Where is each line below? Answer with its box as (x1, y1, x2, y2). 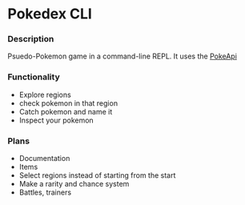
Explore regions (18, 90, 71, 99)
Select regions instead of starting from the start (18, 171, 176, 180)
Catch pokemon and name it (18, 107, 113, 116)
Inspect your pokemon (18, 115, 94, 125)
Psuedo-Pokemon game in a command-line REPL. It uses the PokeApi (7, 51, 238, 61)
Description (7, 34, 54, 45)
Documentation (18, 154, 70, 163)
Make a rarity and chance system (18, 179, 130, 189)
